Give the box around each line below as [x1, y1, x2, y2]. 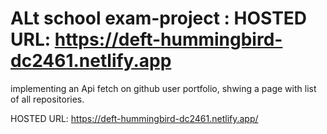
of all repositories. [10, 93, 85, 105]
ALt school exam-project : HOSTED [10, 7, 308, 30]
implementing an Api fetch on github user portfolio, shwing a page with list [10, 82, 317, 94]
